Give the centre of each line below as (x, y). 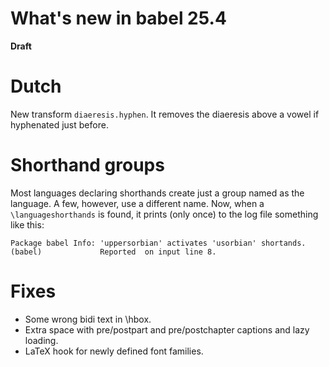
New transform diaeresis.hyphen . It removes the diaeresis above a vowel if (165, 114)
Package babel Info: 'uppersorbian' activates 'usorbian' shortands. (158, 243)
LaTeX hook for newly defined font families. (114, 351)
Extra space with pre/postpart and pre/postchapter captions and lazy (167, 329)
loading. (41, 340)
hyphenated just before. (59, 124)
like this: (27, 224)
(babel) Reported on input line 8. (113, 252)
